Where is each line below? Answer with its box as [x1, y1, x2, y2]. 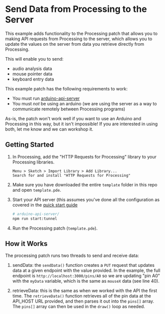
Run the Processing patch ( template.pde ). [12, 225, 98, 231]
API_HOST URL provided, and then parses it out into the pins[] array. [12, 298, 155, 304]
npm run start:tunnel [12, 216, 57, 221]
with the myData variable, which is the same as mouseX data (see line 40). [12, 278, 160, 284]
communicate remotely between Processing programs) [12, 106, 126, 112]
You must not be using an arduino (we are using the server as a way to [12, 100, 157, 106]
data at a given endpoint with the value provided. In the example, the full [12, 267, 161, 274]
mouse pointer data [12, 71, 53, 77]
